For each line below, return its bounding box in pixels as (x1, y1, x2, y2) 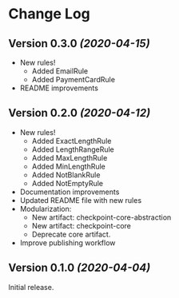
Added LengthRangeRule (31, 145, 114, 154)
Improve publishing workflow (19, 237, 116, 248)
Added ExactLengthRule (31, 136, 112, 145)
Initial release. (8, 282, 54, 292)
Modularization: (19, 204, 72, 213)
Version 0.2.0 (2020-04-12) (8, 106, 150, 120)
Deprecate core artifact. (31, 229, 111, 239)
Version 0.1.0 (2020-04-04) (8, 261, 150, 275)
